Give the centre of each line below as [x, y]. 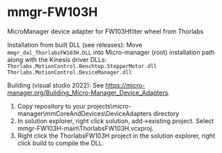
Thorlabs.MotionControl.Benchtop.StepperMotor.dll [82, 66]
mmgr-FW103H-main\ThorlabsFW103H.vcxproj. [86, 128]
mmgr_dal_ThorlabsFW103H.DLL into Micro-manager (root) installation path [111, 52]
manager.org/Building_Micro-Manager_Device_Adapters [88, 92]
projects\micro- [109, 106]
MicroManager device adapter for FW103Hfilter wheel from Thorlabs [105, 31]
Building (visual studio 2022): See [56, 85]
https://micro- [125, 85]
